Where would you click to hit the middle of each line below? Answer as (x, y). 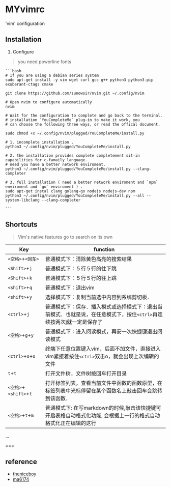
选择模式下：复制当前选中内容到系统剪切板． (99, 297)
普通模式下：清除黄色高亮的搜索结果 (89, 259)
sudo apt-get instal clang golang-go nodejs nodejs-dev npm (70, 191)
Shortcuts (21, 225)
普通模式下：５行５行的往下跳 (81, 268)
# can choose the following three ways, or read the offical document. (83, 124)
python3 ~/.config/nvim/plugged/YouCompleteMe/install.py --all (75, 195)
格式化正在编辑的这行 (71, 423)
